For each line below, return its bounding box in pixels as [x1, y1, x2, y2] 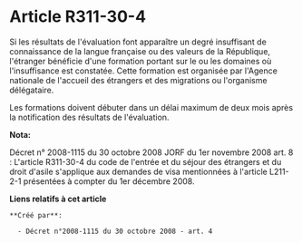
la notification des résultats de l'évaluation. [9, 112, 170, 122]
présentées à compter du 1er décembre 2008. [23, 175, 195, 187]
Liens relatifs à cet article [9, 193, 107, 204]
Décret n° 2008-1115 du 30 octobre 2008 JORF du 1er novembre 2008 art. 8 [9, 147, 294, 158]
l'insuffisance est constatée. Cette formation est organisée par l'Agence [9, 65, 278, 76]
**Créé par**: [9, 210, 63, 219]
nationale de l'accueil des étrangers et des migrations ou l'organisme [9, 74, 268, 85]
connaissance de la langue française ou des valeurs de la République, [9, 45, 270, 56]
